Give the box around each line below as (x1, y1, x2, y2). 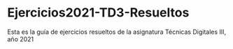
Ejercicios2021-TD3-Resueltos (7, 5, 190, 21)
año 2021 (7, 35, 34, 43)
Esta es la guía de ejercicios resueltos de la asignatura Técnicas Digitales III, (7, 28, 227, 36)
